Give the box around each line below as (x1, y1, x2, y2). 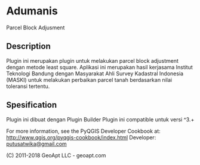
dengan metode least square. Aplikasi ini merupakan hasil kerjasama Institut (6, 63, 193, 71)
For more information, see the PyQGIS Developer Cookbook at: (6, 127, 161, 135)
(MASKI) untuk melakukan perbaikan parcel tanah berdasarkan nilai (6, 76, 172, 83)
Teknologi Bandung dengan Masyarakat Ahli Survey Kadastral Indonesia (6, 70, 184, 77)
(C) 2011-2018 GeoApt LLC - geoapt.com (6, 151, 106, 159)
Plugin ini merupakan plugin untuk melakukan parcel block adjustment (6, 57, 179, 64)
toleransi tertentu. (6, 82, 50, 90)
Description (6, 41, 51, 51)
